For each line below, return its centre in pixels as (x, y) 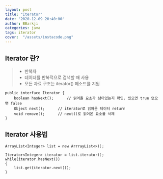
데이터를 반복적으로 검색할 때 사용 (57, 77)
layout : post (18, 10)
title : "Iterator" (24, 14)
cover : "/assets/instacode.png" (39, 37)
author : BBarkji (22, 23)
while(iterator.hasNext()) (33, 159)
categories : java (23, 28)
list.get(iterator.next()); (42, 168)
